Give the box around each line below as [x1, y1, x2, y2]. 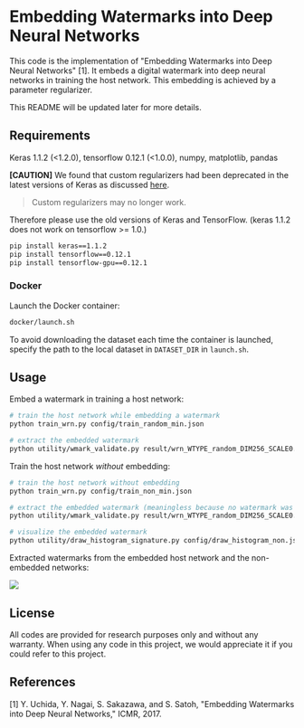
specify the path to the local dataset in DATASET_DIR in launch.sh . [9, 344, 250, 355]
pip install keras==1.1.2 [9, 241, 107, 251]
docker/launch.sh [9, 317, 75, 326]
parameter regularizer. [9, 84, 93, 95]
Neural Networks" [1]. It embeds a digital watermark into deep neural [9, 65, 266, 76]
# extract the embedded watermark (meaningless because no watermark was [9, 503, 294, 512]
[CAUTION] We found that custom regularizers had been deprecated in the [9, 169, 290, 180]
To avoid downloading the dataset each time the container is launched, [9, 334, 274, 345]
